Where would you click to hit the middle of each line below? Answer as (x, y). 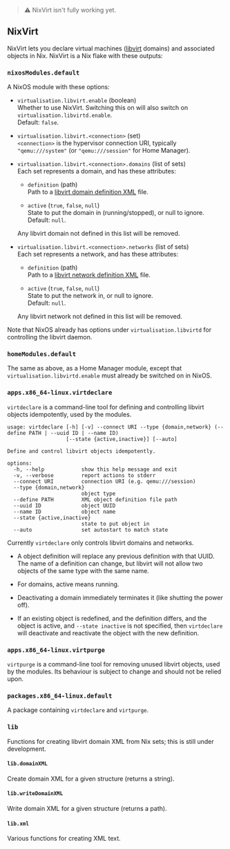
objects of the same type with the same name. (83, 570)
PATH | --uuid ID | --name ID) (74, 433)
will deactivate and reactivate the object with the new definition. (108, 633)
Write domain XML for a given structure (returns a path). (87, 809)
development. (27, 749)
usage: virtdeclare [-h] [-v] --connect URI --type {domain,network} (109, 427)
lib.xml (18, 823)
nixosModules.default (44, 73)
